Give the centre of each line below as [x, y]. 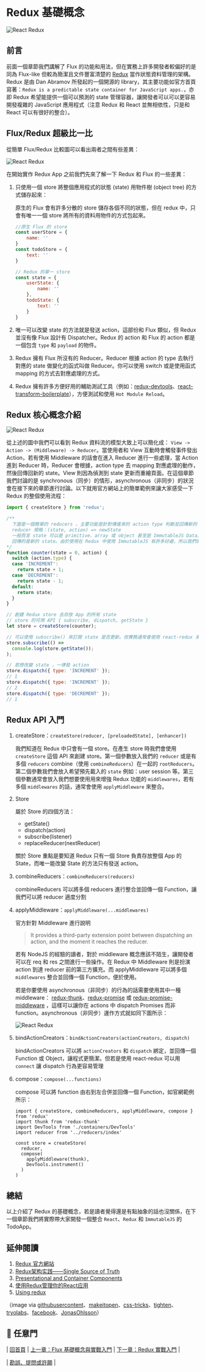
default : [23, 587]
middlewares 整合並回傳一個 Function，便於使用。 [77, 977]
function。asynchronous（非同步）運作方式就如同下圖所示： [92, 1013]
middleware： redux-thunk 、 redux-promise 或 [74, 998]
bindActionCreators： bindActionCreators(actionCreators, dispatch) [103, 1038]
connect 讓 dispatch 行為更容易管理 [59, 1066]
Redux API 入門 [35, 720]
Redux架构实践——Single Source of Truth [67, 1271]
